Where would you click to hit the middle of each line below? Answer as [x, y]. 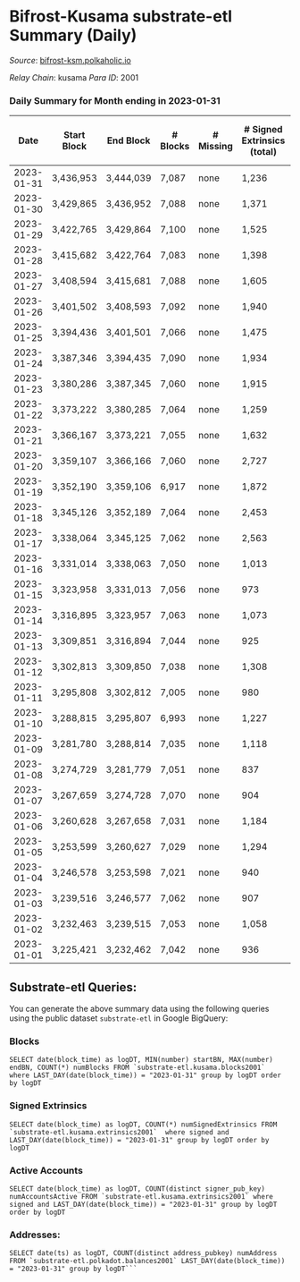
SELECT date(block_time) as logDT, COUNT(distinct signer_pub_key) [137, 1189]
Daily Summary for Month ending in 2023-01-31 [115, 100]
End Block [129, 140]
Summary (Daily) [73, 35]
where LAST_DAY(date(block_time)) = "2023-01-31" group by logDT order [145, 1075]
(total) [263, 152]
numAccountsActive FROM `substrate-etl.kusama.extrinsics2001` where [142, 1196]
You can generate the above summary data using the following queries [139, 1009]
